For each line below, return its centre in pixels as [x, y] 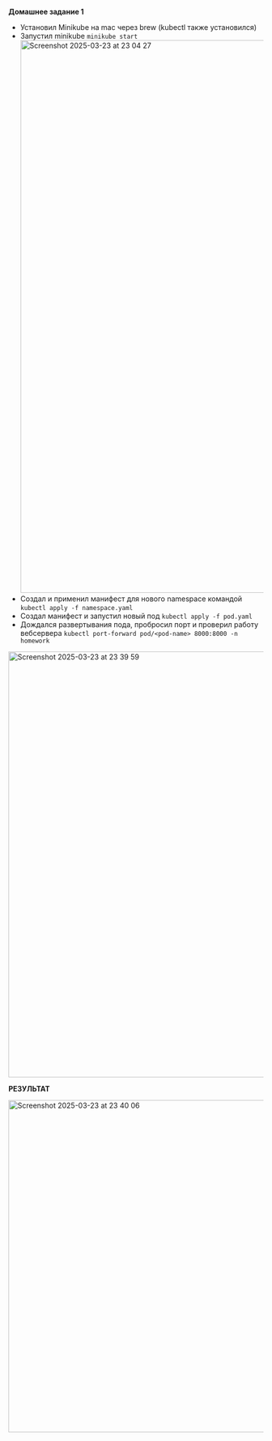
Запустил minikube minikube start [79, 36]
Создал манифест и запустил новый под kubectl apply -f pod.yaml [136, 616]
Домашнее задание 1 [46, 12]
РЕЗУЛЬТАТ [29, 1089]
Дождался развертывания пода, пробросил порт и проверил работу [139, 625]
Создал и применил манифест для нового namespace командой [131, 599]
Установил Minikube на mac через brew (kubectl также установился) [138, 27]
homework [35, 641]
